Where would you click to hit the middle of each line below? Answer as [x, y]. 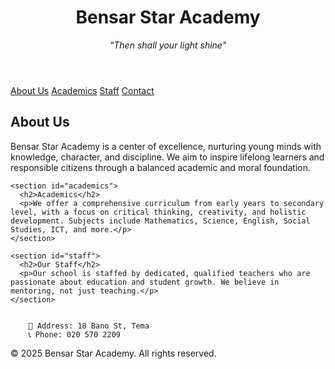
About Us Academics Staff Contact [82, 90]
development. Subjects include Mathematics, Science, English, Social [160, 221]
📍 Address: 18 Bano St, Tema [89, 326]
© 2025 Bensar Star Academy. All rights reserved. [113, 353]
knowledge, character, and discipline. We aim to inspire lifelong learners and [167, 157]
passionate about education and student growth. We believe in [145, 282]
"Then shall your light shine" [168, 45]
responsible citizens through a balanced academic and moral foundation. [161, 167]
